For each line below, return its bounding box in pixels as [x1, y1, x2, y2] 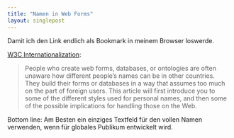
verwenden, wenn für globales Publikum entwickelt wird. [7, 122, 174, 131]
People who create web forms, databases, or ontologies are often [24, 64, 217, 72]
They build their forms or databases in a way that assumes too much [24, 79, 225, 87]
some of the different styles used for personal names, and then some [24, 93, 227, 103]
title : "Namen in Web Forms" [7, 10, 94, 18]
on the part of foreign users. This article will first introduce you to [24, 86, 216, 95]
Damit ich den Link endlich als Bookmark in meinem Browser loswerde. [7, 36, 215, 45]
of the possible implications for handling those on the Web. [24, 101, 197, 110]
